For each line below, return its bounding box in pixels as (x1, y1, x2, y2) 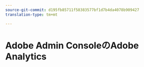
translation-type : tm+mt (5, 12, 58, 17)
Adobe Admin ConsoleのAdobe (5, 40, 139, 51)
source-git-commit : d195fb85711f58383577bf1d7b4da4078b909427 (5, 7, 139, 13)
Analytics (5, 51, 47, 62)
